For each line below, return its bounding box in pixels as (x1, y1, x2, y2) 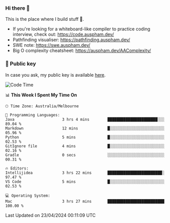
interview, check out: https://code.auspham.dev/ (12, 31, 114, 38)
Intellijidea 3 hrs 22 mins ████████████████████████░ (5, 170, 165, 175)
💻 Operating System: (5, 193, 51, 198)
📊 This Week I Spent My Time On (5, 91, 77, 98)
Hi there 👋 (5, 5, 30, 12)
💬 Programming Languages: (5, 112, 60, 117)
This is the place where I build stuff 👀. (5, 16, 84, 22)
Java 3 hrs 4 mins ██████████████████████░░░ (5, 117, 165, 122)
